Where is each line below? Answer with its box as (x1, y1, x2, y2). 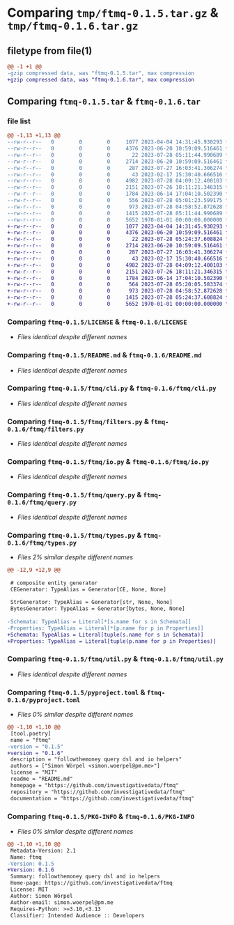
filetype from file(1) (7, 45, 93, 56)
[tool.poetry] (10, 730, 52, 737)
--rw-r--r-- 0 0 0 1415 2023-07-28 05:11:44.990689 (7, 210, 223, 217)
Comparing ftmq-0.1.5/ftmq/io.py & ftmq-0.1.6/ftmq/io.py (7, 457, 210, 467)
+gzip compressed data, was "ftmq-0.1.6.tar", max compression (7, 76, 195, 83)
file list (7, 116, 31, 126)
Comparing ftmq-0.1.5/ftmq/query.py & (7, 490, 142, 499)
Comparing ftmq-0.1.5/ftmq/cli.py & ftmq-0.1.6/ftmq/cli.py (7, 383, 217, 393)
